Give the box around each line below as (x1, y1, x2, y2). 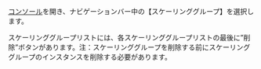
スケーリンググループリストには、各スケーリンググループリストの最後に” (8, 33, 244, 42)
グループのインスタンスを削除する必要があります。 (8, 53, 172, 61)
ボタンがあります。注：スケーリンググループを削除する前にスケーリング (18, 43, 251, 52)
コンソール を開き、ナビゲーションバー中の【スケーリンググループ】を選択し (8, 7, 255, 16)
